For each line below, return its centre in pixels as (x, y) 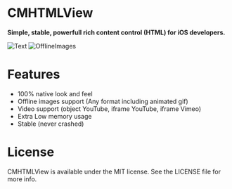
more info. (22, 179)
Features (34, 74)
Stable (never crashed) (51, 124)
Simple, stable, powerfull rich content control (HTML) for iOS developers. (116, 32)
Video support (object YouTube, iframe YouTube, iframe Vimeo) (109, 109)
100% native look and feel (55, 93)
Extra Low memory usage (54, 116)
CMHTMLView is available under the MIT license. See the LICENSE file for (114, 171)
